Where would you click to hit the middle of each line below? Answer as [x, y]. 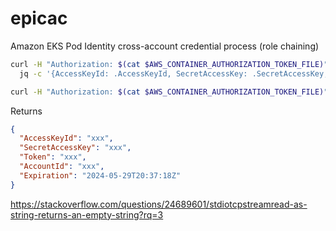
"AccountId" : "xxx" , [62, 167]
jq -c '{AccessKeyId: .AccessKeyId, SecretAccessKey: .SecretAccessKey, [174, 73]
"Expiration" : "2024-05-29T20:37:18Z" [100, 175]
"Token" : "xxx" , [53, 157]
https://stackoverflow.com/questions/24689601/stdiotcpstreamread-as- [159, 204]
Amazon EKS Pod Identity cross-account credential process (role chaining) [165, 46]
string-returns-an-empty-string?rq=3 [87, 214]
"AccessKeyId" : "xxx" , [66, 138]
